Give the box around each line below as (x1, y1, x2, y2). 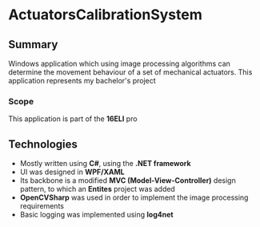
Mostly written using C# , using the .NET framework (19, 159, 191, 168)
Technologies (8, 137, 78, 151)
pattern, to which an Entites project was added (19, 184, 176, 194)
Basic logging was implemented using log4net (19, 210, 174, 220)
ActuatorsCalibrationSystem (8, 6, 202, 24)
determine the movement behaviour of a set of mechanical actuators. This (8, 67, 253, 77)
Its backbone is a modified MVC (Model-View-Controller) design (19, 176, 236, 185)
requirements (19, 201, 64, 211)
